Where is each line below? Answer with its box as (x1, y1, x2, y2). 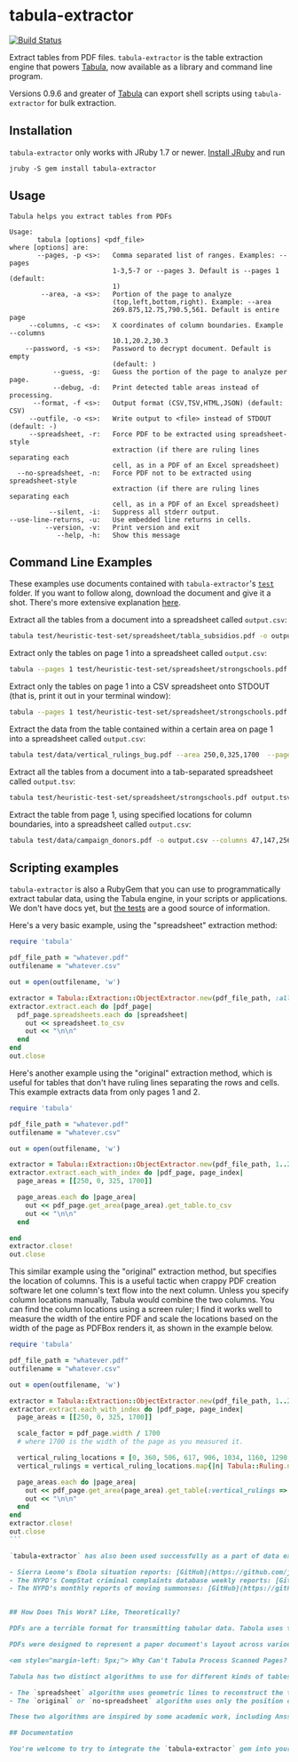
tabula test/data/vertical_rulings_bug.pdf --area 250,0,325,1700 (9, 750, 260, 759)
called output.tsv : (9, 775, 76, 787)
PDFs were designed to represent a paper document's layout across (9, 1640, 264, 1649)
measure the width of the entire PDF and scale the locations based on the (9, 1313, 278, 1325)
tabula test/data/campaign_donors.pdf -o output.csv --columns (9, 836, 248, 845)
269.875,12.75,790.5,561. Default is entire (112, 305, 279, 314)
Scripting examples (9, 861, 120, 876)
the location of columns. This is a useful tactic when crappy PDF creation (9, 1276, 277, 1286)
